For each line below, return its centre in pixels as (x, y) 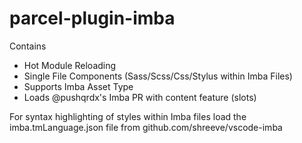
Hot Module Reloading (70, 65)
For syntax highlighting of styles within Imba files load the (128, 116)
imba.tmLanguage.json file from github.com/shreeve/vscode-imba (146, 127)
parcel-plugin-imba (92, 18)
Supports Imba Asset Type (78, 86)
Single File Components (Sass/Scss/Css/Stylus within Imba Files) (158, 76)
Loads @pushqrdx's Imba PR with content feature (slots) (140, 97)
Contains (28, 46)
